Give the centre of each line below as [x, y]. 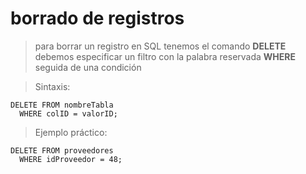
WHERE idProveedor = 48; [71, 159]
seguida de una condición [88, 67]
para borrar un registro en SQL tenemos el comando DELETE [160, 46]
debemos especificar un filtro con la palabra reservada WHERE [165, 56]
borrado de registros [97, 18]
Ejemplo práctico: [71, 132]
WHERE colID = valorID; [68, 113]
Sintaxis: [52, 86]
